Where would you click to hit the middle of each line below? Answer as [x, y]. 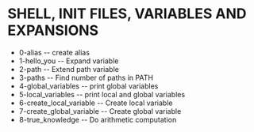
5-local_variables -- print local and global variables [102, 94]
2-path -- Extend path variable [69, 69]
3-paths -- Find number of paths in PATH [86, 77]
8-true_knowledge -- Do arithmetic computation [98, 119]
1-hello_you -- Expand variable [69, 61]
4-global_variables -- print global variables [89, 86]
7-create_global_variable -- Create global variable [100, 111]
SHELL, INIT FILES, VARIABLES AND [127, 14]
